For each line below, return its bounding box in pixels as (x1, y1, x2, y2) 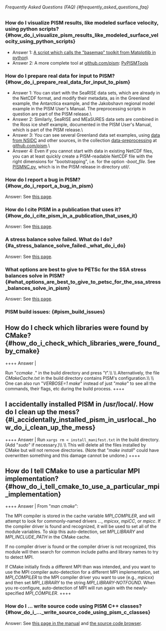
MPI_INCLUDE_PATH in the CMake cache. (5, 534, 91, 540)
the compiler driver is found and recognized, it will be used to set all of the (5, 524, 157, 530)
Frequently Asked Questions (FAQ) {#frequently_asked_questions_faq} (5, 4, 149, 10)
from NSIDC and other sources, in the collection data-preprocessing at (12, 137, 157, 143)
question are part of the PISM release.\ (12, 111, 92, 117)
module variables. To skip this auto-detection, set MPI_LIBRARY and (5, 529, 144, 535)
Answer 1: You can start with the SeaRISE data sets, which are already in (12, 90, 160, 95)
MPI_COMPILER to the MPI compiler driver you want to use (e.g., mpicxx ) (5, 574, 155, 580)
